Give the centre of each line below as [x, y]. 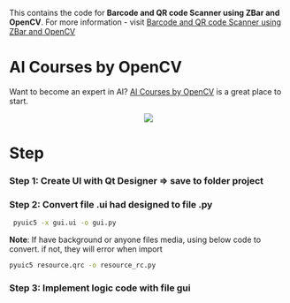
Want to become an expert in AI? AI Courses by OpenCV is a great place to [145, 91]
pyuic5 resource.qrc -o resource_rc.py [83, 265]
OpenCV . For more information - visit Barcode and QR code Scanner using [145, 22]
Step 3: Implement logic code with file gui [100, 288]
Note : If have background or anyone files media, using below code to [135, 240]
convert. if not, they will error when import [86, 249]
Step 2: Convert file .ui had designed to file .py [111, 204]
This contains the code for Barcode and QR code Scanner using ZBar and [145, 13]
